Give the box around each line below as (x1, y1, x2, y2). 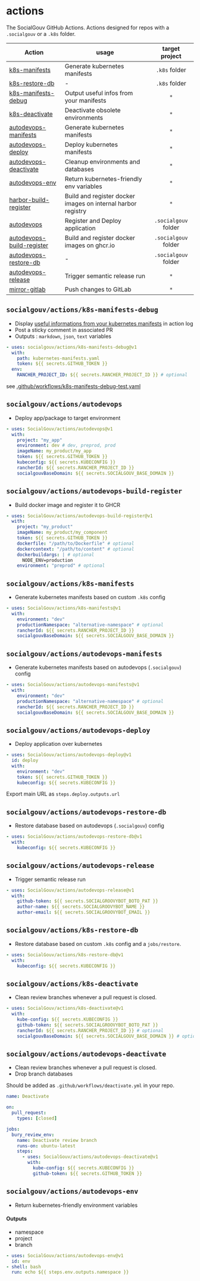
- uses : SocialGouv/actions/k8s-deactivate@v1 (6, 1005, 124, 1012)
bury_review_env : (11, 1132, 55, 1138)
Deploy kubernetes (64, 140, 118, 149)
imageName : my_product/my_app (17, 448, 92, 454)
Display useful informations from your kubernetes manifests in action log (14, 320, 193, 327)
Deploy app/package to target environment (14, 414, 121, 422)
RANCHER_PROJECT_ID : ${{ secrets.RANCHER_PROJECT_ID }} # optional (17, 372, 187, 378)
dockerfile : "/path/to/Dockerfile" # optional (17, 540, 135, 546)
